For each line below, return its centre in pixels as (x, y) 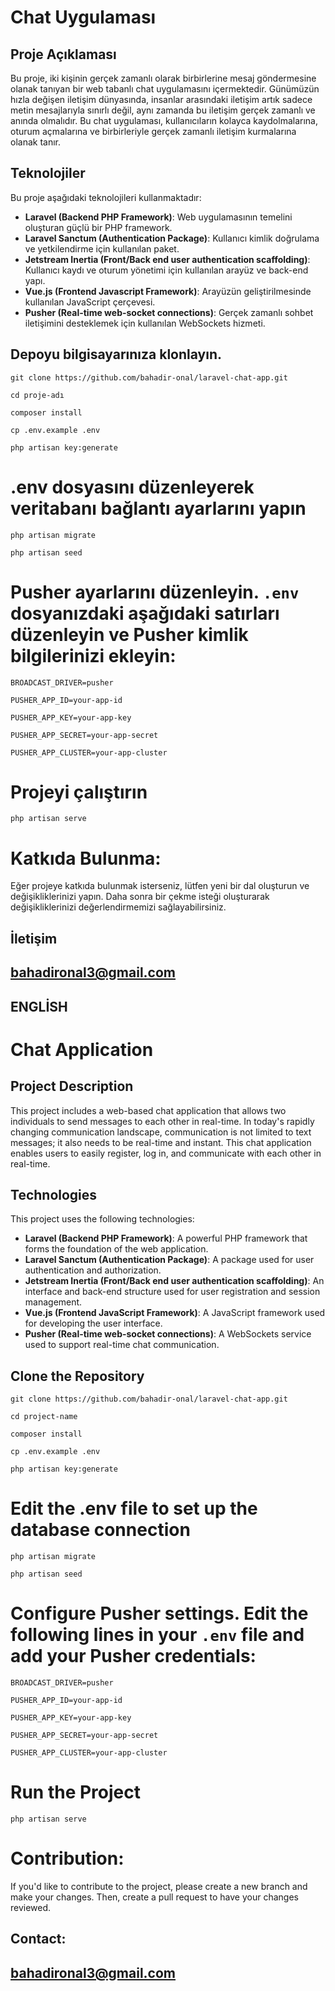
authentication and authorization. (93, 1270)
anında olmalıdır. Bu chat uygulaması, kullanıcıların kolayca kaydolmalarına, (164, 120)
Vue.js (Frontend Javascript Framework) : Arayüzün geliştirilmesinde (168, 291)
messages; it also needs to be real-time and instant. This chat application (161, 1142)
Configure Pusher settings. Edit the (159, 1613)
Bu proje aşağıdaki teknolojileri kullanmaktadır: (106, 197)
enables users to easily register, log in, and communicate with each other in (166, 1153)
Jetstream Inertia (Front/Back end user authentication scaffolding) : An (174, 1281)
